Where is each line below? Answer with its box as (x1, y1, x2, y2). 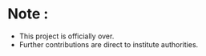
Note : (7, 5, 49, 23)
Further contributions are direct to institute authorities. (18, 39, 199, 49)
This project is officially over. (18, 31, 115, 41)
